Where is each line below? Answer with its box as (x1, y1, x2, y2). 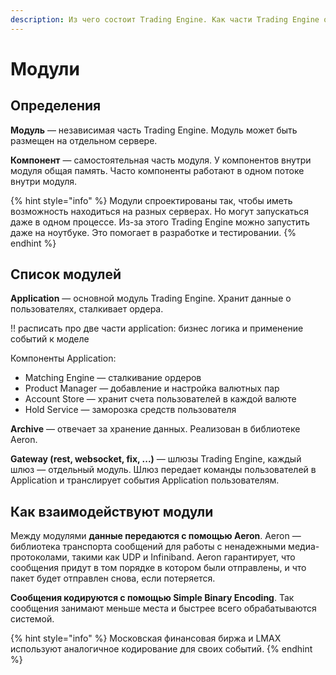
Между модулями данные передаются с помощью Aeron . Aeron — (10, 530, 302, 542)
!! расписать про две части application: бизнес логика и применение (10, 322, 304, 335)
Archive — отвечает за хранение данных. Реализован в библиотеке (10, 423, 301, 435)
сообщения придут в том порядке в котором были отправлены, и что (10, 562, 307, 574)
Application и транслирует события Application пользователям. (10, 474, 280, 486)
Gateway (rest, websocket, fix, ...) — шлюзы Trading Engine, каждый (10, 453, 302, 465)
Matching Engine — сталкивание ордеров (24, 372, 202, 384)
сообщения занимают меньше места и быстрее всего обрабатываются (10, 602, 317, 615)
